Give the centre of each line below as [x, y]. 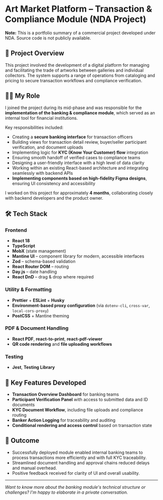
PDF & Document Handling [37, 328]
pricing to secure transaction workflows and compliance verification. [74, 80]
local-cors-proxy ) [30, 311]
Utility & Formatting [28, 290]
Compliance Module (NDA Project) [76, 19]
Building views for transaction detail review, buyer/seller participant [79, 142]
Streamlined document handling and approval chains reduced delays [81, 463]
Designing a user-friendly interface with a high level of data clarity [78, 163]
